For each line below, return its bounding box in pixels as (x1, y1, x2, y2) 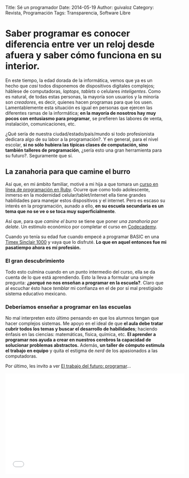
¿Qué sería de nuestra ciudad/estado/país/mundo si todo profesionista (5, 131, 155, 137)
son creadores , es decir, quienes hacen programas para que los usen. (5, 99, 153, 105)
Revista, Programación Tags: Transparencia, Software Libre (5, 10, 131, 16)
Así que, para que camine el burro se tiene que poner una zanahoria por (5, 218, 159, 224)
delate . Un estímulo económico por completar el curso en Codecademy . (5, 223, 157, 230)
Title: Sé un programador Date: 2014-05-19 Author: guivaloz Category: (5, 5, 154, 10)
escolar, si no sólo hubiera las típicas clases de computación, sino (5, 141, 149, 148)
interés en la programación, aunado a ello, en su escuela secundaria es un (5, 202, 164, 209)
